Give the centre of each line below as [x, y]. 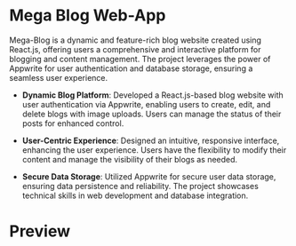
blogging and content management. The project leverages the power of [140, 59]
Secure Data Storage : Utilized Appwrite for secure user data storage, [149, 176]
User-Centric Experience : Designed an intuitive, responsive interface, [151, 140]
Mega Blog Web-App [88, 16]
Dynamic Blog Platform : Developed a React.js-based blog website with [153, 95]
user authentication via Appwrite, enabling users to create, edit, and [146, 104]
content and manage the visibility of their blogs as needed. [130, 159]
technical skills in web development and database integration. [135, 195]
